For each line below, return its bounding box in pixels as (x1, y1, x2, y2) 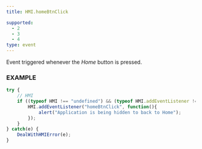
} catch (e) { (6, 126, 39, 132)
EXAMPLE (6, 73, 37, 82)
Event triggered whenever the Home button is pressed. (6, 58, 142, 65)
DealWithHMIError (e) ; (17, 132, 71, 138)
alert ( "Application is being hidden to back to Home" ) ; (38, 109, 182, 115)
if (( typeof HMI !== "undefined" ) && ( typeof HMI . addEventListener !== (17, 99, 200, 105)
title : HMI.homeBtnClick (6, 8, 69, 15)
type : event (6, 42, 36, 48)
